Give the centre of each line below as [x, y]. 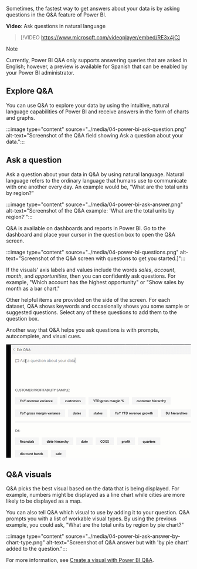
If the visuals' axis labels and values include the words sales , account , [91, 270]
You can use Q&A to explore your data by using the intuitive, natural [88, 105]
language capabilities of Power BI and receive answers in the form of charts [98, 112]
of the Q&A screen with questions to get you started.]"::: [118, 258]
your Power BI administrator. [40, 73]
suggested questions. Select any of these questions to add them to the [91, 312]
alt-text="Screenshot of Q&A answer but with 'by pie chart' [118, 543]
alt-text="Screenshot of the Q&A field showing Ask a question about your [95, 135]
